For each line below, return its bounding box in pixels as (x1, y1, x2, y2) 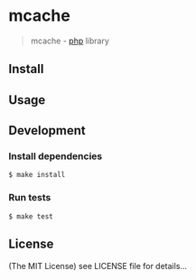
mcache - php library (30, 35, 110, 46)
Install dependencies (8, 150, 103, 163)
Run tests (8, 191, 51, 204)
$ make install (8, 171, 66, 180)
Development (8, 123, 87, 138)
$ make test (8, 211, 53, 221)
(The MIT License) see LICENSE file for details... (8, 260, 187, 271)
